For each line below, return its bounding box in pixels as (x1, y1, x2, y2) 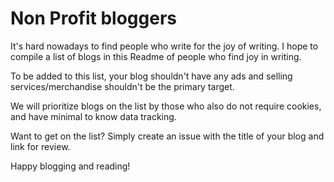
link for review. (10, 140, 71, 152)
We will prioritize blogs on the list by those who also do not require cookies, (10, 100, 322, 112)
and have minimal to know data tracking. (10, 110, 177, 122)
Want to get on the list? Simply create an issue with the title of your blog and (10, 130, 325, 142)
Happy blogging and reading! (10, 160, 131, 172)
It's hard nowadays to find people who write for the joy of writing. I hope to (10, 40, 319, 52)
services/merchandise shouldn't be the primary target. (10, 80, 235, 92)
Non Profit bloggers (10, 7, 178, 30)
